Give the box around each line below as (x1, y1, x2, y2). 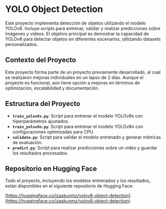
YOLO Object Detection (5, 3, 103, 15)
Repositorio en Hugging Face (5, 164, 97, 173)
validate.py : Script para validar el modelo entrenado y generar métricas (12, 134, 161, 140)
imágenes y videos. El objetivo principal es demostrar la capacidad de (5, 30, 149, 36)
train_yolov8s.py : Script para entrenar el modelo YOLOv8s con (12, 112, 143, 118)
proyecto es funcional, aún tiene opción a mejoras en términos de (5, 79, 140, 85)
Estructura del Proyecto (5, 99, 81, 108)
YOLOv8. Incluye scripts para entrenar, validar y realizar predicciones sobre (5, 25, 161, 31)
